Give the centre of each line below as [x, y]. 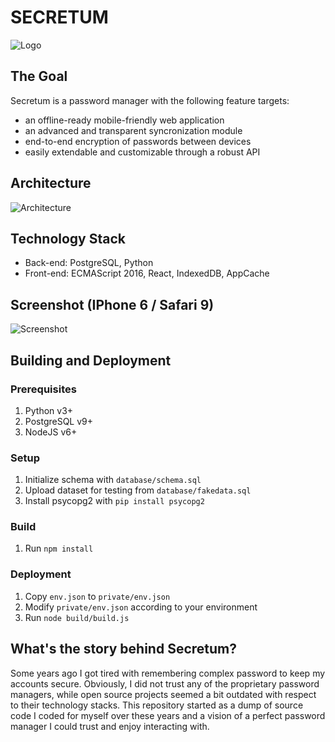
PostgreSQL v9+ [59, 421]
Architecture [51, 183]
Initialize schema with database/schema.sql [113, 480]
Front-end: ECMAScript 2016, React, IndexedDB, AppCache [147, 273]
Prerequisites [43, 389]
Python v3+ [49, 410]
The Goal [39, 76]
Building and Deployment [91, 360]
